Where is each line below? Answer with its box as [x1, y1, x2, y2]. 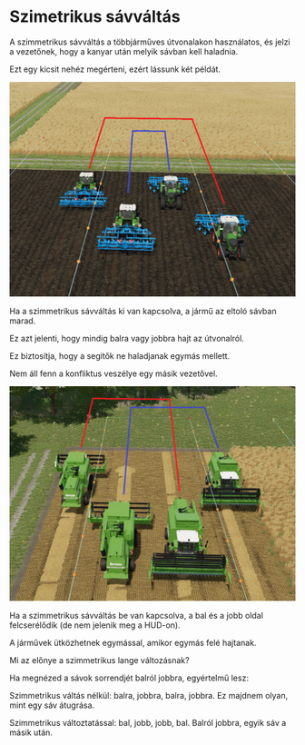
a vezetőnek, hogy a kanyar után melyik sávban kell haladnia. [9, 45, 239, 56]
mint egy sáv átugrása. [9, 700, 95, 710]
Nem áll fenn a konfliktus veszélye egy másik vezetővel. [9, 368, 218, 379]
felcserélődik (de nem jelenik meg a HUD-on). [9, 620, 182, 631]
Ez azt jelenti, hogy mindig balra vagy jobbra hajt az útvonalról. [9, 333, 245, 343]
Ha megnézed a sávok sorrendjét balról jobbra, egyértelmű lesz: [9, 672, 250, 683]
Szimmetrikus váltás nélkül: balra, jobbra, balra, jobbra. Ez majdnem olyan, [9, 690, 289, 700]
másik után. [9, 727, 53, 738]
